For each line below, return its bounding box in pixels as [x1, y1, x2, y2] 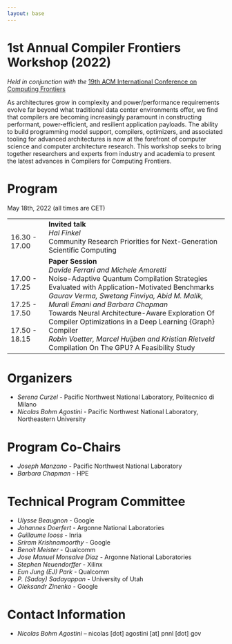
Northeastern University [17, 415, 86, 423]
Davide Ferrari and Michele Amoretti [48, 265, 167, 275]
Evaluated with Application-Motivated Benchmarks [48, 282, 215, 292]
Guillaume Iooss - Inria [17, 531, 82, 539]
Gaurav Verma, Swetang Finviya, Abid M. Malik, [48, 291, 204, 300]
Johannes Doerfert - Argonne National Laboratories [17, 524, 164, 532]
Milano [17, 400, 37, 409]
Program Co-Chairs [7, 439, 122, 455]
